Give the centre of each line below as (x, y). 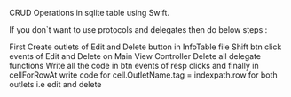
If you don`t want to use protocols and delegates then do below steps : (138, 30)
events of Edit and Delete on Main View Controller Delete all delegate (135, 56)
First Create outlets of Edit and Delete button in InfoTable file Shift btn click (145, 47)
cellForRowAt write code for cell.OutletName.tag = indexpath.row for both (143, 75)
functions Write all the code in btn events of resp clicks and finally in (134, 66)
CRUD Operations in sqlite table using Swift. (90, 13)
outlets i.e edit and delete (55, 84)
